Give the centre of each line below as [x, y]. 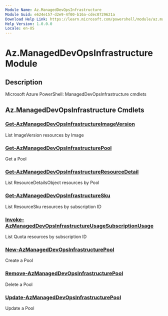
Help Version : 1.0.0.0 [29, 24]
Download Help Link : [27, 19]
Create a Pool [19, 260]
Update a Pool [20, 308]
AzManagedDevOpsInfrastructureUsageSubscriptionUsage [79, 225]
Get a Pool [16, 159]
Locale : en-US [20, 28]
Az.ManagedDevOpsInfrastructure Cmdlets [75, 110]
